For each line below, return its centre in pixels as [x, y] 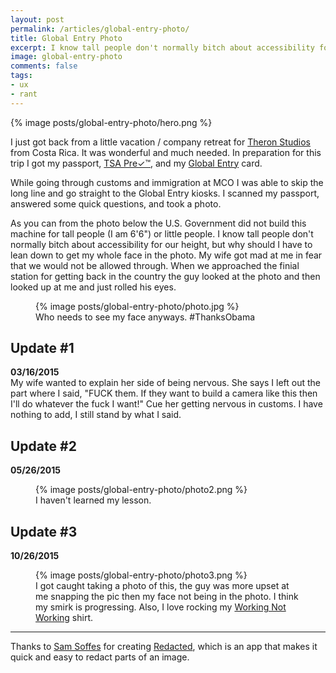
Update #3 [44, 531]
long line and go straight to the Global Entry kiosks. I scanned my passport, [165, 193]
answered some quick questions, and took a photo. [116, 203]
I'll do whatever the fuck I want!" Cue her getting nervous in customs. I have [166, 404]
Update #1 [42, 348]
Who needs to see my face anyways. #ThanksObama [145, 317]
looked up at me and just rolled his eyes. [93, 287]
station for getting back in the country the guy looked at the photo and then [165, 276]
